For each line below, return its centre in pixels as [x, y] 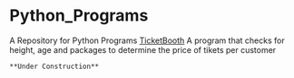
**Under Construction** [54, 66]
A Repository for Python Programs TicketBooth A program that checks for [147, 40]
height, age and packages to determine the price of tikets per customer [143, 49]
